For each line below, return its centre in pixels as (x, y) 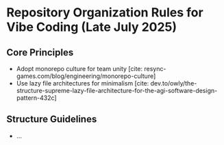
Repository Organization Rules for (105, 13)
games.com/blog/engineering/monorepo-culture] (86, 76)
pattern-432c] (36, 98)
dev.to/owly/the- (174, 83)
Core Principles (40, 52)
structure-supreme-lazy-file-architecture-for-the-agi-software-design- (117, 91)
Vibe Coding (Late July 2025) (92, 27)
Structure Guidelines (52, 119)
